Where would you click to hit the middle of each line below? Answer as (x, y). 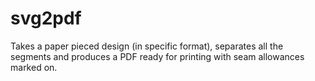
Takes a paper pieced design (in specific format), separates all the (147, 46)
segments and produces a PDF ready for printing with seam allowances (157, 56)
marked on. (34, 67)
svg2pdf (46, 18)
